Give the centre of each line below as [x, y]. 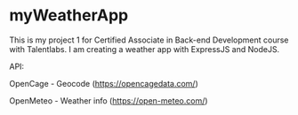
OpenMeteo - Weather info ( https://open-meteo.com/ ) [109, 100]
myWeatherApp [69, 15]
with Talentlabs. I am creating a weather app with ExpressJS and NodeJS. [145, 49]
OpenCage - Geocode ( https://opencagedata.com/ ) [104, 83]
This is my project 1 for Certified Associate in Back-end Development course [149, 40]
